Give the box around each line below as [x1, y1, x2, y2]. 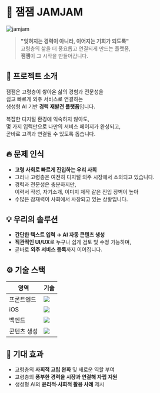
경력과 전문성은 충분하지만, [14, 181, 76, 188]
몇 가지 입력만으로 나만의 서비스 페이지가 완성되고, [6, 122, 121, 130]
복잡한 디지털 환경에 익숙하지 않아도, [6, 115, 89, 122]
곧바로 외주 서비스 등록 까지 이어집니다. [14, 246, 103, 253]
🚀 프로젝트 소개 [6, 72, 58, 82]
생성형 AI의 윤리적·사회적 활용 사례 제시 [14, 381, 105, 388]
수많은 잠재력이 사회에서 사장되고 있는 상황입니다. [14, 196, 128, 203]
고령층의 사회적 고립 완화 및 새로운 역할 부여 [14, 366, 115, 373]
